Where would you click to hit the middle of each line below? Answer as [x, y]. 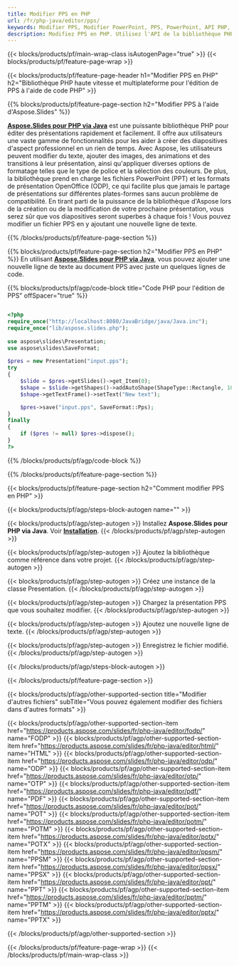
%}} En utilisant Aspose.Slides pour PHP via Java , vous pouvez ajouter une [119, 259]
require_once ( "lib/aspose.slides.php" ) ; [68, 328]
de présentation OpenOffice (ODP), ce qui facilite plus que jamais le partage [119, 187]
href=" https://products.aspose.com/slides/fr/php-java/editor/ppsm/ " [122, 851]
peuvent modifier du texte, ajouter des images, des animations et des [109, 156]
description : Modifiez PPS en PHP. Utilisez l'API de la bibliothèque [114, 34]
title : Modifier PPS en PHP [49, 14]
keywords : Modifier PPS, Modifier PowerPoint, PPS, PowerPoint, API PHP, [119, 27]
